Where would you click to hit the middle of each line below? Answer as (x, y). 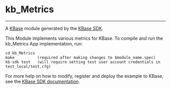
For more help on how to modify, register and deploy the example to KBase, (84, 76)
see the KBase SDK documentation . (43, 81)
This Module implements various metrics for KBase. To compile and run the (84, 38)
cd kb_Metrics (20, 53)
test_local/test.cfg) (28, 66)
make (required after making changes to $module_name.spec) (81, 57)
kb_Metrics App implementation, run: (44, 43)
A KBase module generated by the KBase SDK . (54, 28)
